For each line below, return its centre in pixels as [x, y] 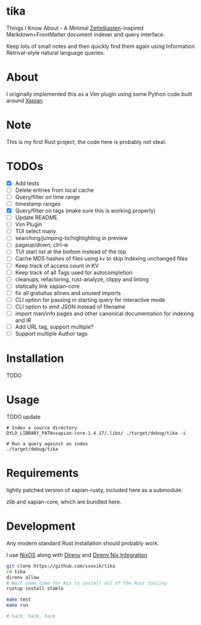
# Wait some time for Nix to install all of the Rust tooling [87, 583]
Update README [36, 217]
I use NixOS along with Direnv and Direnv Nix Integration [77, 555]
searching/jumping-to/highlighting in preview [71, 238]
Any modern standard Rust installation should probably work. [83, 543]
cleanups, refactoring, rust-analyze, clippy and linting [82, 279]
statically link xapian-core [47, 286]
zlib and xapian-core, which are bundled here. [64, 502]
